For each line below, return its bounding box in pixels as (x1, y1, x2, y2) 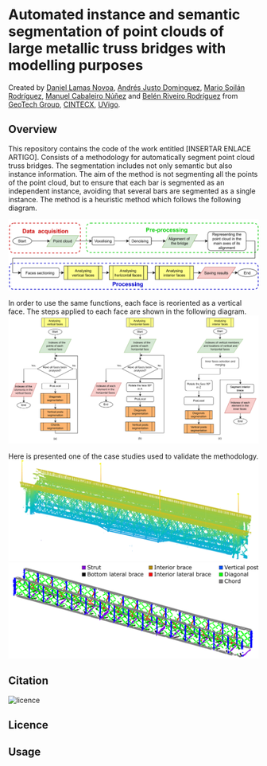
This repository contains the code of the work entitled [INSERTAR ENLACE (8, 143, 252, 153)
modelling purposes (8, 57, 144, 75)
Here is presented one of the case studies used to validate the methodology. (8, 451, 259, 461)
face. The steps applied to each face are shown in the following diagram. (8, 307, 247, 316)
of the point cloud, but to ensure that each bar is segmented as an (8, 178, 225, 187)
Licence (8, 718, 49, 732)
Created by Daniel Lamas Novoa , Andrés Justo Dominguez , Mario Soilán (8, 82, 246, 92)
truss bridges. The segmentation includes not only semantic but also (8, 161, 233, 170)
